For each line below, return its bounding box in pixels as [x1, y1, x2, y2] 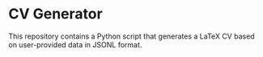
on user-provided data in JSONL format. [8, 39, 142, 49]
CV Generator [8, 5, 103, 23]
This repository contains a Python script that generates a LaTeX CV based [8, 31, 255, 41]
